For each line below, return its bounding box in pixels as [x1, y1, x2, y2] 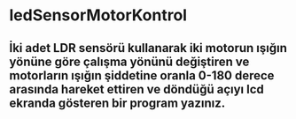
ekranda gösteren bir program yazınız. [9, 95, 226, 110]
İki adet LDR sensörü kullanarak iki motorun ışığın [9, 41, 288, 56]
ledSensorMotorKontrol [9, 5, 188, 26]
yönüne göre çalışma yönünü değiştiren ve [9, 54, 250, 69]
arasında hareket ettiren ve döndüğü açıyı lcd [9, 81, 264, 97]
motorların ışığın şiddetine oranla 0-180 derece [9, 68, 275, 83]
